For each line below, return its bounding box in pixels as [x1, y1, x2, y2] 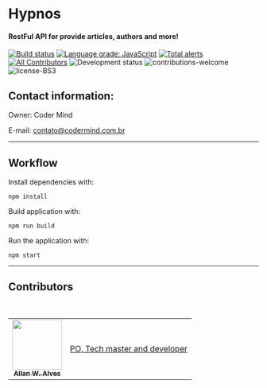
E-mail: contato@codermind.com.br [8, 126, 126, 135]
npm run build [8, 222, 56, 231]
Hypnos [8, 5, 61, 23]
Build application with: [8, 207, 81, 216]
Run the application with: [8, 236, 90, 246]
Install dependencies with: [8, 177, 95, 187]
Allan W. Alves [13, 369, 61, 378]
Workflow [8, 156, 58, 169]
